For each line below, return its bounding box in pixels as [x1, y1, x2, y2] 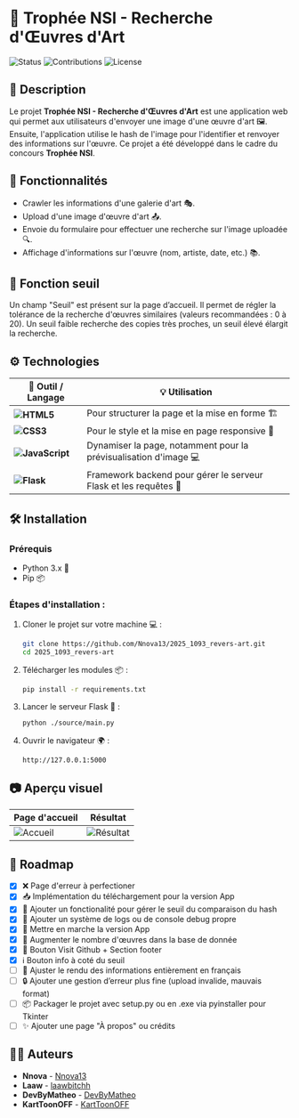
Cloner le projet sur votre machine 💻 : [21, 619, 163, 630]
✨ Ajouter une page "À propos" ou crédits [21, 1020, 176, 1031]
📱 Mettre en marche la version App [21, 924, 150, 935]
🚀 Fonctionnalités [9, 174, 109, 189]
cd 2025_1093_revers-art [21, 648, 115, 657]
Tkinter [21, 1010, 49, 1022]
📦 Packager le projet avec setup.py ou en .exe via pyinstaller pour [21, 998, 267, 1009]
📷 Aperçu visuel [9, 781, 103, 796]
